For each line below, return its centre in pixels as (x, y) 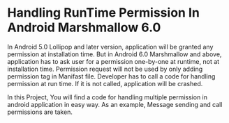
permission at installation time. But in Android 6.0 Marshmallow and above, (114, 54)
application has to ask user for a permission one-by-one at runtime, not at (113, 61)
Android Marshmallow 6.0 (84, 27)
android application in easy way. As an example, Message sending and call (115, 104)
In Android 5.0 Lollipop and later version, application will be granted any (110, 47)
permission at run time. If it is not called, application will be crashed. (105, 83)
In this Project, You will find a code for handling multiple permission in (108, 97)
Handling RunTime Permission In (104, 13)
